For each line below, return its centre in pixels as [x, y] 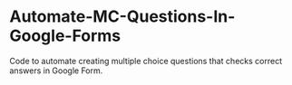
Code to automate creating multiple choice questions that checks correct [146, 61]
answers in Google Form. [56, 71]
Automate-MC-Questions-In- [122, 17]
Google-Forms [65, 36]
